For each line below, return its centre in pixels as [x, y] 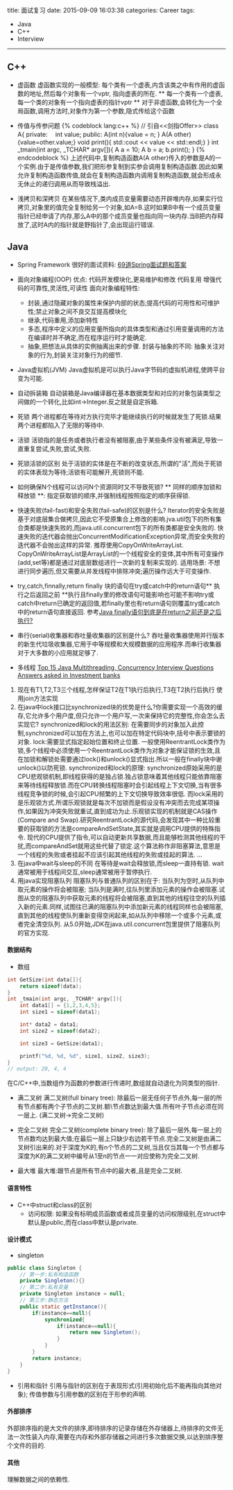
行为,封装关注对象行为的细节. [81, 355]
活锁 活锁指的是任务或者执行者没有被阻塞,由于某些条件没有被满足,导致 [117, 440]
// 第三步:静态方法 [44, 1300]
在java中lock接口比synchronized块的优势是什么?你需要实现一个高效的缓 [120, 706]
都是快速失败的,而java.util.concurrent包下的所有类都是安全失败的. [123, 527]
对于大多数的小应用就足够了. [58, 652]
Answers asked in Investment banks [69, 675]
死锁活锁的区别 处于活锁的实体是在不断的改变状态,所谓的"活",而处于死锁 [120, 463]
